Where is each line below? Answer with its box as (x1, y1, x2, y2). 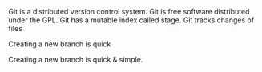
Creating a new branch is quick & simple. (8, 55, 143, 64)
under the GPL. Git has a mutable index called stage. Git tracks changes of (8, 15, 255, 25)
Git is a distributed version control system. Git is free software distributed (8, 7, 250, 16)
